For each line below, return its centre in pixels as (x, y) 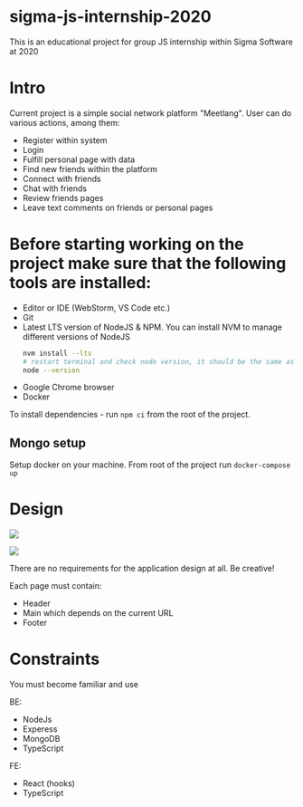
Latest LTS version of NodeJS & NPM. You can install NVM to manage (152, 327)
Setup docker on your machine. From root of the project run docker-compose (150, 465)
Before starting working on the (127, 244)
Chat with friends (55, 188)
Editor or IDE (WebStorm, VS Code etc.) (96, 307)
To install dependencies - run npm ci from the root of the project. (130, 415)
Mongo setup (47, 442)
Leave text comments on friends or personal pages (118, 207)
